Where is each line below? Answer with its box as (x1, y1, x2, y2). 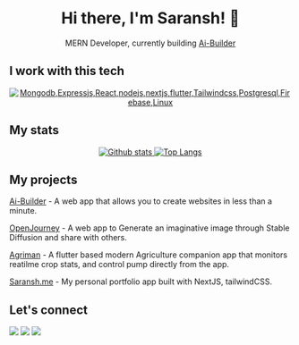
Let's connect (9, 302, 88, 317)
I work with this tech (9, 63, 125, 79)
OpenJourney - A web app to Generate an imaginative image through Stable (9, 223, 290, 233)
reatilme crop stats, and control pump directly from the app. (9, 259, 230, 270)
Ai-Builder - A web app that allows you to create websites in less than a (9, 196, 273, 206)
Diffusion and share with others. (9, 232, 128, 243)
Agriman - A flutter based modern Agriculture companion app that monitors (9, 249, 288, 260)
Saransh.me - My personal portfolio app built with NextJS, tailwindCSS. (9, 276, 273, 287)
